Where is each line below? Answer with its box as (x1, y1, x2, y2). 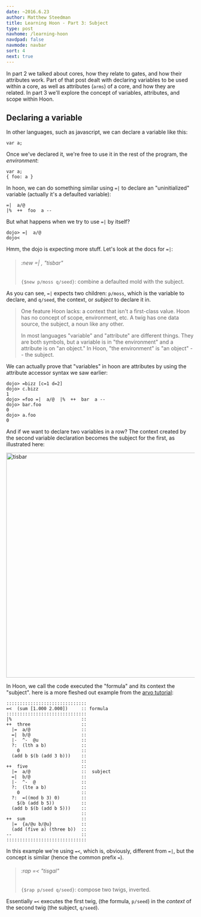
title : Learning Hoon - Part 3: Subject (6, 20, 109, 26)
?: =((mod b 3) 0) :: (11, 795, 87, 801)
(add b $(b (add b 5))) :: (11, 805, 87, 811)
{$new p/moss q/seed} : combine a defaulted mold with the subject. (20, 278, 184, 285)
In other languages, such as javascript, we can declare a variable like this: (6, 128, 188, 136)
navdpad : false (6, 37, 44, 43)
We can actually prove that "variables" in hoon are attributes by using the (6, 362, 187, 369)
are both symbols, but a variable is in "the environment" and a (20, 338, 173, 345)
